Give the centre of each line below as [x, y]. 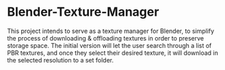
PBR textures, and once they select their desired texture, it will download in [113, 53]
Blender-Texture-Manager [83, 12]
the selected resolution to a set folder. [61, 60]
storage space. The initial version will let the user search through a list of [109, 45]
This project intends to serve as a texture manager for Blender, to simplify [111, 31]
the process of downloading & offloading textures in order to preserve [105, 38]
